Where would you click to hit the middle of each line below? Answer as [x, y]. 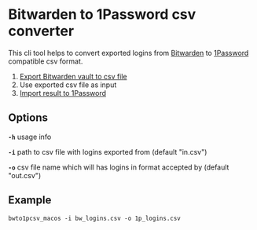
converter [41, 31]
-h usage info [30, 137]
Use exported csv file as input [68, 85]
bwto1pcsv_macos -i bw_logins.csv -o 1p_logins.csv [94, 218]
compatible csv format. [46, 61]
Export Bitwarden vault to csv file [73, 76]
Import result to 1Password [63, 93]
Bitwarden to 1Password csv [102, 15]
